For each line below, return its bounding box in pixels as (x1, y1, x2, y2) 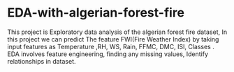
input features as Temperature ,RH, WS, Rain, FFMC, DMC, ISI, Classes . (7, 42, 214, 51)
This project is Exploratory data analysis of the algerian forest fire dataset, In (7, 28, 228, 36)
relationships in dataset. (7, 57, 76, 65)
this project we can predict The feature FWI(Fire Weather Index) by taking (7, 35, 219, 43)
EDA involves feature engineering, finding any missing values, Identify (7, 50, 208, 58)
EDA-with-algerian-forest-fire (7, 5, 185, 21)
